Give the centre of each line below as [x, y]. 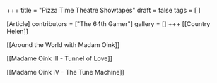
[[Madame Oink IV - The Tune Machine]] [65, 72]
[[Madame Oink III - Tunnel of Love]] [59, 58]
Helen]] [18, 31]
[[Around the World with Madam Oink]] [63, 45]
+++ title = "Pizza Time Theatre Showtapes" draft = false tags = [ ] [104, 10]
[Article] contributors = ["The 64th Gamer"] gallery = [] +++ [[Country [108, 24]
